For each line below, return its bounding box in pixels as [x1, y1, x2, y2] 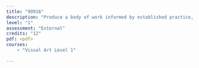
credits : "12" [6, 31, 42, 37]
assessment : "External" [6, 25, 66, 31]
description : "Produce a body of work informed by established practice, [6, 14, 194, 20]
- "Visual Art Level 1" [17, 47, 76, 53]
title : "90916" [6, 8, 44, 15]
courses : [6, 42, 28, 48]
